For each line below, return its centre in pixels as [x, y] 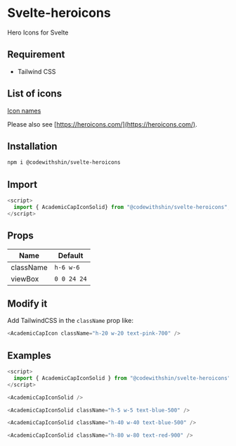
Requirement [36, 55]
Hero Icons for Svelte [38, 32]
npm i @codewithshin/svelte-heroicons [64, 163]
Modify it [27, 304]
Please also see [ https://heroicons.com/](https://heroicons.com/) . [103, 124]
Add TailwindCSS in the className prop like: [71, 321]
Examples [29, 356]
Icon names [24, 110]
